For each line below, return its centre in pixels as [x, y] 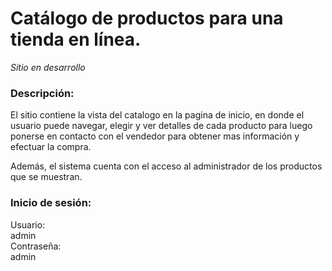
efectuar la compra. [51, 147]
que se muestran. [46, 177]
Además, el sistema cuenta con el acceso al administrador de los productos [166, 166]
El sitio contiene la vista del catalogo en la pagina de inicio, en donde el [157, 115]
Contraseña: [36, 246]
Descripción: [42, 93]
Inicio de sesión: [51, 203]
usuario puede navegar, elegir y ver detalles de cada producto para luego [161, 126]
